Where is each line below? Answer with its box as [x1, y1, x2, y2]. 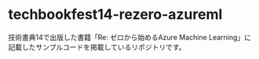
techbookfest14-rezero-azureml [8, 6, 223, 24]
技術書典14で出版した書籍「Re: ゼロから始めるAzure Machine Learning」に [8, 32, 252, 42]
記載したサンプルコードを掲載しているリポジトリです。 [8, 42, 186, 52]
